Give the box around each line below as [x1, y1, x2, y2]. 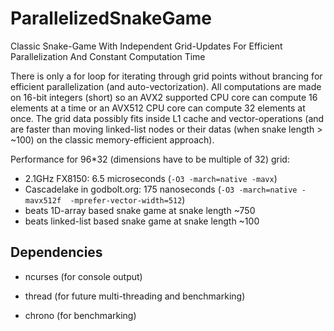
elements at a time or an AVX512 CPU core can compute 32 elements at [10, 102, 306, 114]
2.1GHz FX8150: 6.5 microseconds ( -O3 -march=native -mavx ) [24, 172, 278, 184]
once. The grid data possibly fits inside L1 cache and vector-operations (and [10, 112, 325, 124]
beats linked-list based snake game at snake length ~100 [24, 215, 260, 227]
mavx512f [24, 195, 62, 206]
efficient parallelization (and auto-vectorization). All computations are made [10, 80, 322, 92]
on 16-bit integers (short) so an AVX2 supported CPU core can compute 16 [10, 91, 318, 103]
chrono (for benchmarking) [24, 309, 137, 321]
